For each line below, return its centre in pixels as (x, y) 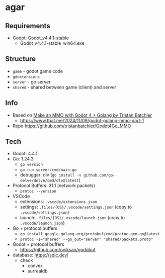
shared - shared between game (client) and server (64, 87)
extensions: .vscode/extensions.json (58, 202)
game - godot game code (38, 71)
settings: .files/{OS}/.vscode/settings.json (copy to (76, 207)
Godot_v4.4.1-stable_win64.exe (52, 43)
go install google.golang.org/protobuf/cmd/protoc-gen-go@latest (90, 234)
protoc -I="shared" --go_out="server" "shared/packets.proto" (87, 240)
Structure (21, 59)
